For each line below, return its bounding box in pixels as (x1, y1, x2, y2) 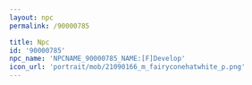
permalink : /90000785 (9, 21, 90, 30)
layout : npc (9, 13, 54, 22)
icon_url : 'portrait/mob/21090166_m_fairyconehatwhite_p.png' (9, 63, 246, 72)
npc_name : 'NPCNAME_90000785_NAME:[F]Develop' (9, 55, 186, 64)
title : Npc (9, 38, 50, 47)
